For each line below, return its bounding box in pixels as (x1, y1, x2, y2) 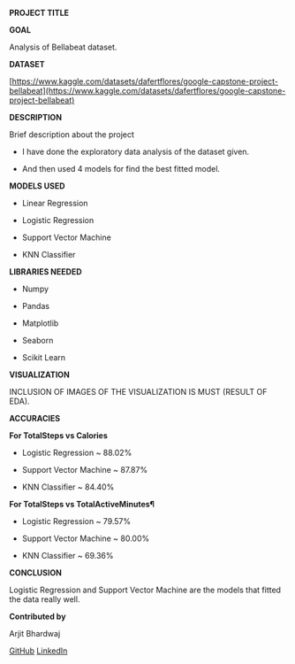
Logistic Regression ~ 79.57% (21, 516, 132, 526)
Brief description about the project (9, 129, 135, 140)
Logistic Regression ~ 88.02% (21, 447, 132, 458)
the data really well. (9, 594, 80, 605)
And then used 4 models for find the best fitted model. (21, 164, 221, 174)
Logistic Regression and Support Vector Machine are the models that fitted (9, 584, 281, 595)
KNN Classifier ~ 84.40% (21, 482, 115, 492)
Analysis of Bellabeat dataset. (9, 42, 117, 52)
